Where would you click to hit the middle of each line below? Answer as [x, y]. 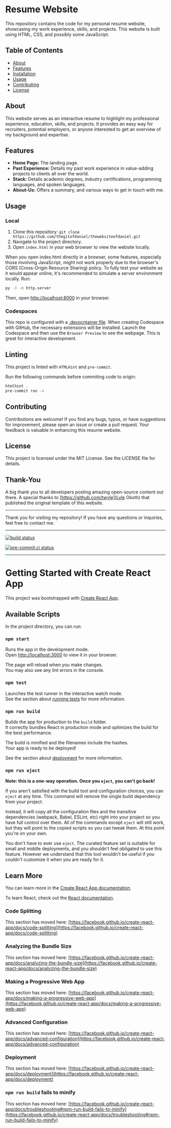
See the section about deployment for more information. [64, 758]
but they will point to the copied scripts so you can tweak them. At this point [85, 828]
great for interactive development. [41, 339]
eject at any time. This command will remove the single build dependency [83, 796]
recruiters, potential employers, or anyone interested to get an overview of [83, 129]
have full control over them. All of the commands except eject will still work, [85, 823]
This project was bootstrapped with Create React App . [62, 598]
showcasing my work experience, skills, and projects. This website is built [83, 29]
